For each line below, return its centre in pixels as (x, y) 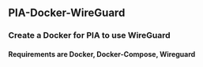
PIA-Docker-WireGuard (67, 13)
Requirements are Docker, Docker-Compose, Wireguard (102, 54)
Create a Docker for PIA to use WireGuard (90, 35)
